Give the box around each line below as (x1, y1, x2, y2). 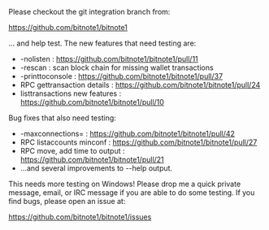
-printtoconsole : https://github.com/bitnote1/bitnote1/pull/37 (20, 72, 223, 80)
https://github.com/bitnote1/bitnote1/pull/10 (20, 98, 165, 106)
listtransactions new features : (20, 89, 122, 98)
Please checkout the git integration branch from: (8, 7, 171, 16)
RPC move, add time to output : (20, 146, 125, 155)
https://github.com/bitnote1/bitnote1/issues (8, 212, 152, 222)
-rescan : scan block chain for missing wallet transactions (20, 63, 214, 72)
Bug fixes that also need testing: (8, 113, 116, 123)
